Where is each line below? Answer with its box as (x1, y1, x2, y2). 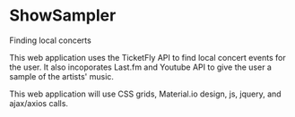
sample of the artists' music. (9, 71, 115, 81)
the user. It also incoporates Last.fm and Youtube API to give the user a (9, 62, 272, 72)
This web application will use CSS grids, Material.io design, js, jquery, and (9, 88, 282, 99)
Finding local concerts (9, 35, 91, 46)
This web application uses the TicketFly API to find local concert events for (9, 52, 286, 63)
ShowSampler (9, 5, 117, 26)
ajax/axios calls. (9, 97, 69, 108)
